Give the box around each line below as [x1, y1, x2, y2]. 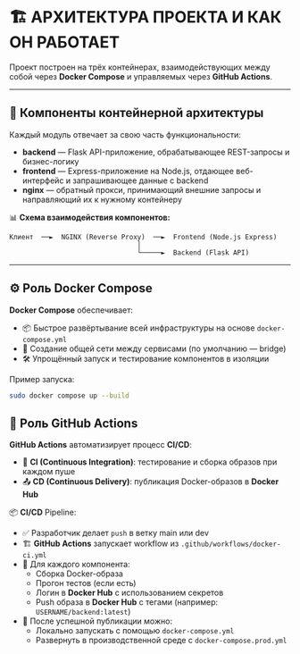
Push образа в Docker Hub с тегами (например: [35, 597, 219, 608]
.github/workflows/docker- [180, 540, 281, 549]
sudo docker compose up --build [9, 390, 129, 400]
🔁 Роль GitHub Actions [9, 415, 138, 431]
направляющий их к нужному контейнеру [21, 194, 183, 205]
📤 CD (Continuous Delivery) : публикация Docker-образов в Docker [21, 476, 279, 487]
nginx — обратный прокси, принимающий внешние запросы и [21, 184, 262, 195]
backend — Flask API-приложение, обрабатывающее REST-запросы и [21, 147, 290, 157]
